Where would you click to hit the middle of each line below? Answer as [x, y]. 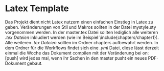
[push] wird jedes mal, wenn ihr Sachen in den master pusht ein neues [76, 58]
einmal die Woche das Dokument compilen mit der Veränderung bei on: [77, 53]
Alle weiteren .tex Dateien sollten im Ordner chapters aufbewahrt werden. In [82, 42]
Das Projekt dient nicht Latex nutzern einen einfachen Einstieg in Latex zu [79, 22]
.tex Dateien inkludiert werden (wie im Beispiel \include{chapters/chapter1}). [82, 37]
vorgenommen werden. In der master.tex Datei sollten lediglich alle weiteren [82, 32]
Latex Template [37, 9]
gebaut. [35, 63]
